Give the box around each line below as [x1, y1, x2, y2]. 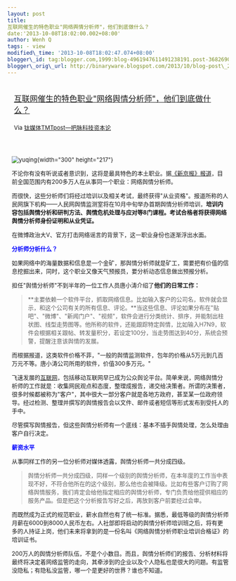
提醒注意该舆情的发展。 [39, 337, 103, 345]
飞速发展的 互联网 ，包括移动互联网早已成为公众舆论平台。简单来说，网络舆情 [11, 373, 218, 381]
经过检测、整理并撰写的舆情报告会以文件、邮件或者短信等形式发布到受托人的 [23, 398, 230, 406]
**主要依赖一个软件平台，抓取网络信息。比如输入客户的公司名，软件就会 [27, 295, 223, 303]
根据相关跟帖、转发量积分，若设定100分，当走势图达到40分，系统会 [39, 328, 223, 337]
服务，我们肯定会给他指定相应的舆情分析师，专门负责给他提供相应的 [45, 488, 228, 496]
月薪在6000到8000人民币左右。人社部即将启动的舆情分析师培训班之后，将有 [11, 518, 218, 527]
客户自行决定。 [11, 429, 53, 437]
